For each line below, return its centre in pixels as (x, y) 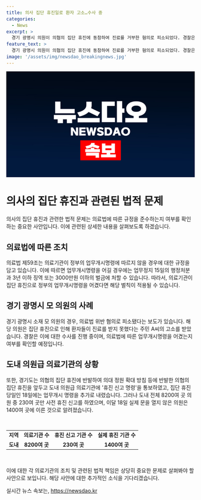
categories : (21, 19)
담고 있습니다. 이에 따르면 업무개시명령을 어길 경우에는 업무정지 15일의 (88, 270)
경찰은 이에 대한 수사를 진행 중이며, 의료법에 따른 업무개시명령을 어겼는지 (108, 336)
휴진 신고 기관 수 (73, 435)
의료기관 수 (36, 435)
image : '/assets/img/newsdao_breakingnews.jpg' (67, 57)
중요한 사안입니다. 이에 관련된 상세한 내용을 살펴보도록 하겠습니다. (94, 227)
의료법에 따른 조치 (37, 247)
